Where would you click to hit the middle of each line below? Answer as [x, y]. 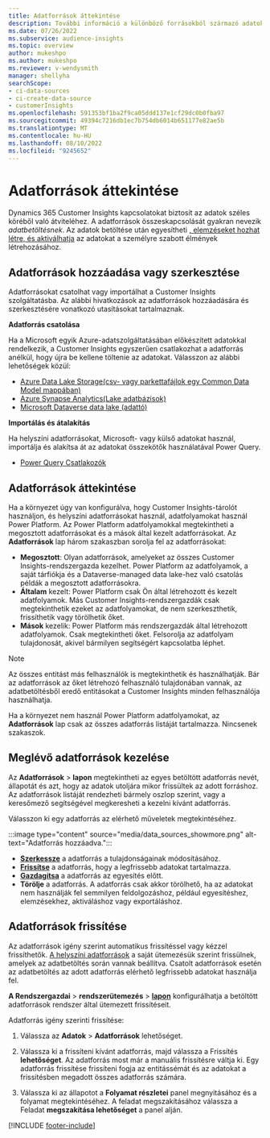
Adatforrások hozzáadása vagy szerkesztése [124, 272]
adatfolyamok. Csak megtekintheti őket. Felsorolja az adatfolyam [127, 634]
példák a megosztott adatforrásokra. [80, 583]
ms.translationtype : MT [48, 128]
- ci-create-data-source [50, 98]
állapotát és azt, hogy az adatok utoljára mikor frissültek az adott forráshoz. [133, 786]
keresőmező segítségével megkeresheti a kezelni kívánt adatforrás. [120, 803]
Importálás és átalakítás [49, 423]
